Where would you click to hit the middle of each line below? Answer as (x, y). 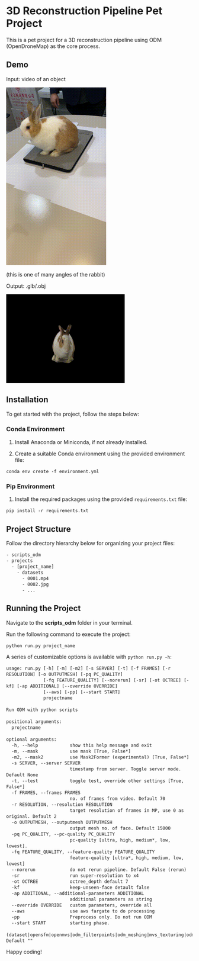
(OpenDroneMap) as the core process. (53, 46)
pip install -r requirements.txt (47, 511)
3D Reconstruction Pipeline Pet (84, 11)
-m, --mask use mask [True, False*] (71, 751)
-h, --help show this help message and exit (82, 745)
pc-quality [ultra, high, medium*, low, (120, 840)
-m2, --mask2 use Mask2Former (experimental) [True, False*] (100, 757)
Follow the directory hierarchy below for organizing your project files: (91, 543)
